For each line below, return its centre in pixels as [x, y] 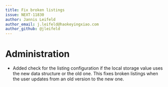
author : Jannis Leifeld [31, 19]
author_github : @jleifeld [33, 29]
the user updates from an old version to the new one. [68, 79]
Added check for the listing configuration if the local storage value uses [88, 68]
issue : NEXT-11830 [25, 15]
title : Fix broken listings [35, 10]
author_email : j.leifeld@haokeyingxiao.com [52, 24]
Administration [37, 54]
